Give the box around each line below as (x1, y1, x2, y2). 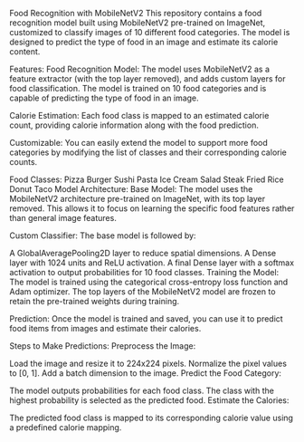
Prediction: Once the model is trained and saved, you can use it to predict (9, 313, 283, 324)
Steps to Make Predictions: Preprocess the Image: (9, 341, 196, 351)
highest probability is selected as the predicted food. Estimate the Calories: (9, 395, 290, 406)
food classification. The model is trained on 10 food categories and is (9, 83, 267, 93)
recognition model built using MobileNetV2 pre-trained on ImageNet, (9, 17, 266, 28)
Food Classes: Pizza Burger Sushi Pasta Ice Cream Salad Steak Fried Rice (9, 174, 284, 185)
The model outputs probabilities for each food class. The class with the (9, 385, 274, 396)
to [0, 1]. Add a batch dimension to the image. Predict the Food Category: (9, 368, 282, 379)
